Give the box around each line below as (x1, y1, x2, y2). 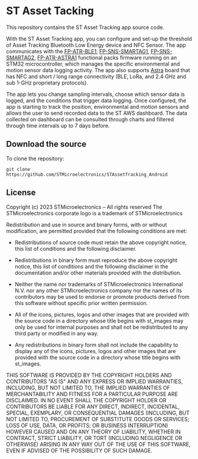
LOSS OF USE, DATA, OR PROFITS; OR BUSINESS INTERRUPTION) (6, 422, 168, 429)
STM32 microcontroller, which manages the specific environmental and (6, 60, 180, 67)
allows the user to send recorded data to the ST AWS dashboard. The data (6, 109, 187, 117)
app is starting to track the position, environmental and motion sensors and (6, 103, 189, 110)
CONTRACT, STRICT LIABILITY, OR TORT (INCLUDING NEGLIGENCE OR (6, 434, 183, 441)
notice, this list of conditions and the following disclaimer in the (14, 263, 168, 270)
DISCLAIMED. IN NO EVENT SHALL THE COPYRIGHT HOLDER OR (6, 396, 167, 403)
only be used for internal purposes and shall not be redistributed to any (14, 324, 188, 331)
